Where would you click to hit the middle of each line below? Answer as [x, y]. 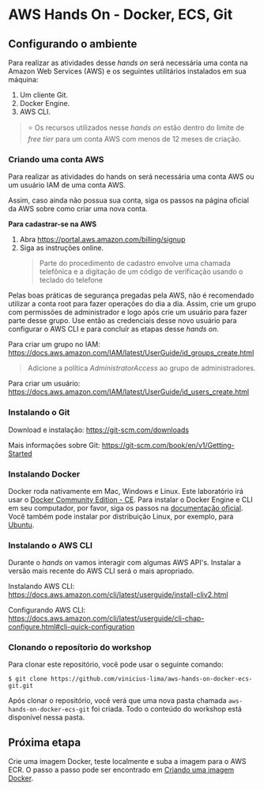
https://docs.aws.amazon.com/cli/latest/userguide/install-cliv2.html [118, 594]
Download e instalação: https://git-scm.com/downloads [99, 430]
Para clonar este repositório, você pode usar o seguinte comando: [116, 665]
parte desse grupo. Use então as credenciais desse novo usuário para [123, 321]
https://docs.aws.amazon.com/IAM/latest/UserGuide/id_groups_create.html [131, 353]
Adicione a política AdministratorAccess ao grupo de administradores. [141, 368]
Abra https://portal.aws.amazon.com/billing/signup [102, 240]
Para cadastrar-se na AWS [53, 224]
